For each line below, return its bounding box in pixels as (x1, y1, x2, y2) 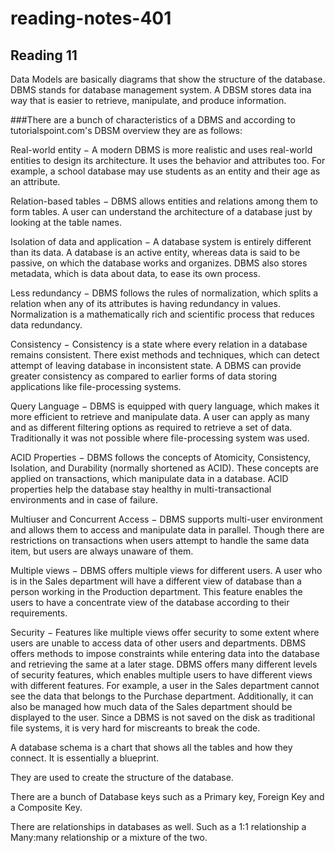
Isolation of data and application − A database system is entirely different (10, 236, 312, 247)
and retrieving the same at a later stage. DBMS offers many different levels (10, 658, 318, 670)
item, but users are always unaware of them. (10, 545, 194, 557)
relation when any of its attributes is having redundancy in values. (10, 298, 281, 309)
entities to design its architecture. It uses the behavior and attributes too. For (10, 155, 326, 166)
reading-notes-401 (10, 7, 172, 30)
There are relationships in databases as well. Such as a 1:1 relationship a (10, 821, 307, 832)
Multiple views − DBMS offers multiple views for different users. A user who (10, 565, 323, 576)
